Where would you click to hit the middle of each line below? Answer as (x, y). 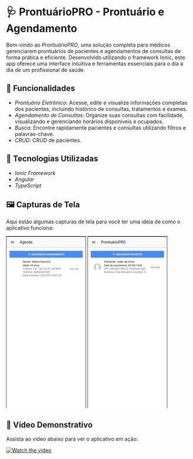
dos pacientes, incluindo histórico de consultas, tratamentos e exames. (101, 109)
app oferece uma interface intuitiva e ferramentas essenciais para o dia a (95, 64)
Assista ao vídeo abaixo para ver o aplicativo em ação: (72, 439)
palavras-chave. (34, 134)
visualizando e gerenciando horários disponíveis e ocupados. (89, 121)
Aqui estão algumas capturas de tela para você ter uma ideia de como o (93, 222)
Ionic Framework (35, 173)
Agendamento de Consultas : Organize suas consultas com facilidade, (99, 115)
